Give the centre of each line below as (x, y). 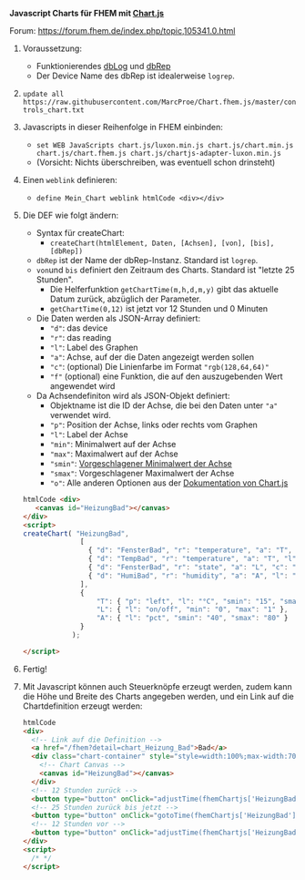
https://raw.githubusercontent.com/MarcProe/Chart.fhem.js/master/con (159, 102)
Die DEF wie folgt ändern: (71, 215)
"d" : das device (79, 328)
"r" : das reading (81, 338)
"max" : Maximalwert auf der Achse (114, 454)
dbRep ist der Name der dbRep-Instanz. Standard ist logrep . (147, 260)
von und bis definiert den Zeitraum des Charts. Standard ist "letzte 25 (165, 270)
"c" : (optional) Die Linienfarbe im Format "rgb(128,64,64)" (160, 367)
